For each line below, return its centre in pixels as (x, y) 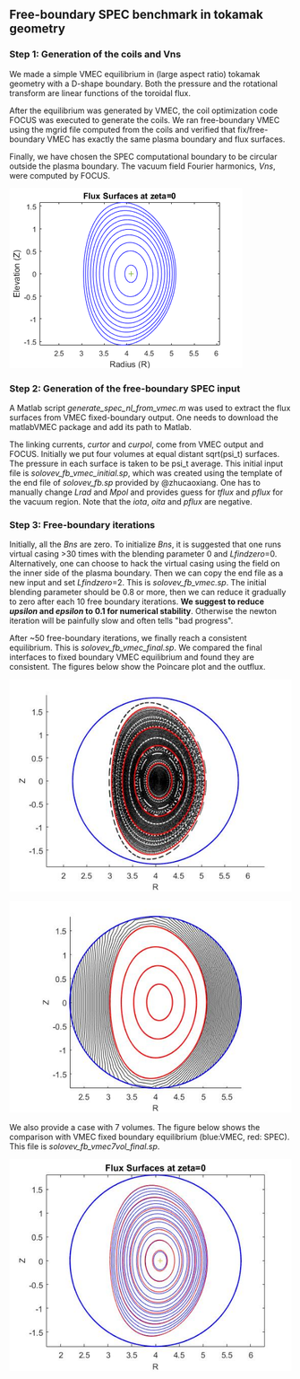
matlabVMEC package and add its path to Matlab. (101, 426)
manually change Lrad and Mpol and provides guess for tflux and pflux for (146, 492)
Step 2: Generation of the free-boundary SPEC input (125, 388)
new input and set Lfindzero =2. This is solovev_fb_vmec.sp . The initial (138, 583)
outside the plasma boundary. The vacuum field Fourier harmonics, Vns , (142, 166)
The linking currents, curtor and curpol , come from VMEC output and (137, 444)
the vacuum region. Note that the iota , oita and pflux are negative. (131, 501)
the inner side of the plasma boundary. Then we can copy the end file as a (146, 573)
